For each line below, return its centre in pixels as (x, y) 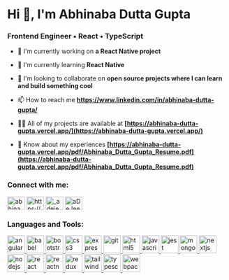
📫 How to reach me (46, 100)
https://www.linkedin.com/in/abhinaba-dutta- (145, 100)
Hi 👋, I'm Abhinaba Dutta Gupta (99, 14)
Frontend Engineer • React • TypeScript (75, 36)
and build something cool (55, 86)
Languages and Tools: (45, 224)
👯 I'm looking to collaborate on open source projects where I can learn (120, 78)
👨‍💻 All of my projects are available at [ (72, 124)
